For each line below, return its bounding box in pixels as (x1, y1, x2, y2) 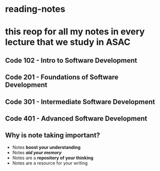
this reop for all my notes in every (5, 26, 145, 38)
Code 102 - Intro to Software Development (5, 56, 137, 65)
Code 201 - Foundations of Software (5, 73, 119, 82)
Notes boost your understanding (12, 144, 80, 150)
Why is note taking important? (5, 131, 100, 139)
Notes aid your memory (12, 149, 62, 155)
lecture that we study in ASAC (5, 37, 131, 48)
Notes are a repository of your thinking (12, 155, 94, 161)
